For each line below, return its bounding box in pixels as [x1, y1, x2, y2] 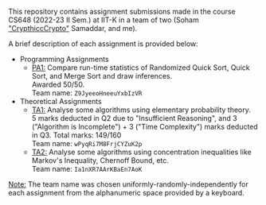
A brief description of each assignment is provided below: [8, 39, 199, 48]
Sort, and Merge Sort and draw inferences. [31, 72, 173, 80]
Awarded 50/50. [31, 79, 85, 89]
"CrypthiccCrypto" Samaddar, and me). [8, 24, 138, 33]
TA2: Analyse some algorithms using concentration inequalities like [31, 147, 252, 157]
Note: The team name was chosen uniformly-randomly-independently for [8, 180, 248, 189]
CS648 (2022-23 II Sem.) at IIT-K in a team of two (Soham [8, 15, 199, 25]
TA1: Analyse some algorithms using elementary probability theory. [31, 105, 251, 114]
